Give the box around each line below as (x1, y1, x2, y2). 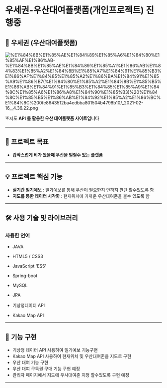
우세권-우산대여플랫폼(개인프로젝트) (5, 4, 144, 16)
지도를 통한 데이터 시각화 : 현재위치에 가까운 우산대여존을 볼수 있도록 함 (12, 193, 150, 199)
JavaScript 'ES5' (12, 263, 47, 269)
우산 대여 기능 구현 (12, 360, 49, 366)
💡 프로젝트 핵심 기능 (5, 173, 63, 181)
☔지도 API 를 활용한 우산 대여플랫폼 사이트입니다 (5, 115, 99, 121)
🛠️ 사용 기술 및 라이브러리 (5, 214, 78, 222)
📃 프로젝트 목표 (5, 138, 49, 146)
